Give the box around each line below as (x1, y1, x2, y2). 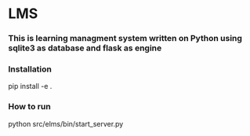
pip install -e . (8, 82, 53, 91)
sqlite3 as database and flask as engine (8, 42, 162, 53)
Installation (8, 64, 53, 75)
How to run (8, 101, 51, 112)
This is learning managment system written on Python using (8, 33, 243, 44)
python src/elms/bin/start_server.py (8, 119, 124, 128)
